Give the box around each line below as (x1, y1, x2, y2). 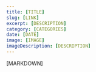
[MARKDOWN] (6, 59, 44, 67)
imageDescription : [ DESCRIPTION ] (6, 43, 91, 49)
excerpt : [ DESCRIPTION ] (6, 20, 67, 26)
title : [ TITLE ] (6, 9, 45, 15)
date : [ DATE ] (6, 32, 39, 38)
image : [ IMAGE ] (6, 37, 45, 43)
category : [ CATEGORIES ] (6, 26, 67, 32)
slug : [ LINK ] (6, 15, 39, 21)
